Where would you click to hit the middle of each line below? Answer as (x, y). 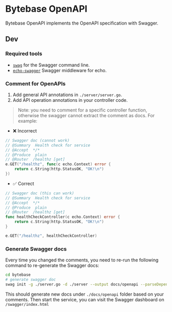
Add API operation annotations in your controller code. (70, 100)
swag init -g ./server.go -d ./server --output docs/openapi (72, 284)
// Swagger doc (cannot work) (38, 140)
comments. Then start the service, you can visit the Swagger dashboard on (85, 299)
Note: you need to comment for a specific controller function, (82, 110)
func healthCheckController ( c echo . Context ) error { (63, 217)
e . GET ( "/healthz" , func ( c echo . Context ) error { (58, 164)
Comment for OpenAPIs (35, 83)
